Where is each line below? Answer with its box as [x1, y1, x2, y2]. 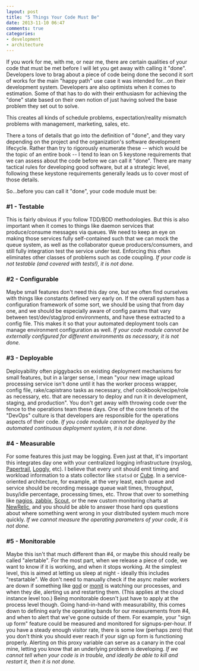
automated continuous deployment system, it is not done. [6, 424, 147, 431]
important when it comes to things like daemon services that [6, 222, 154, 230]
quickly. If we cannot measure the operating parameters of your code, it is [6, 516, 188, 523]
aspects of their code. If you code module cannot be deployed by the [6, 418, 176, 425]
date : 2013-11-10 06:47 [6, 20, 65, 26]
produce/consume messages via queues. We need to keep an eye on [6, 228, 176, 236]
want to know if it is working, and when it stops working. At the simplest [6, 563, 182, 570]
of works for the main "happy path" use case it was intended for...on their [6, 77, 186, 84]
